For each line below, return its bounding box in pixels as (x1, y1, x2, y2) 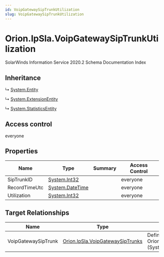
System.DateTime (48, 184, 89, 191)
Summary (93, 165, 117, 172)
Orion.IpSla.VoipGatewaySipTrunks (62, 237, 143, 244)
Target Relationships (5, 209, 69, 217)
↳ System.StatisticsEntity (5, 106, 57, 112)
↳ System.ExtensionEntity (5, 96, 58, 102)
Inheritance (5, 74, 41, 82)
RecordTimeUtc (7, 184, 44, 191)
